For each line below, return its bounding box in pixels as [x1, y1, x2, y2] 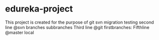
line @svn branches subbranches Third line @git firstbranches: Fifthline [5, 24, 150, 30]
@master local [5, 29, 34, 35]
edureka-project [5, 3, 73, 14]
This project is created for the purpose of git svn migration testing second [5, 19, 154, 25]
